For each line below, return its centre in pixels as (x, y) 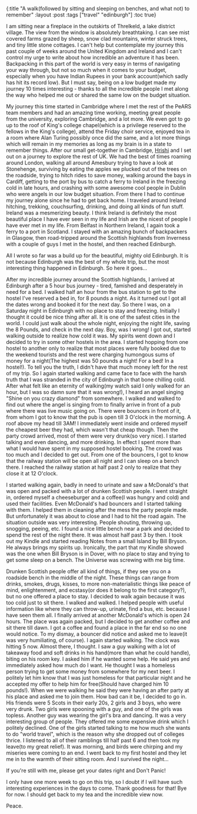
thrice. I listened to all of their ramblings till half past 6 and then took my (93, 740)
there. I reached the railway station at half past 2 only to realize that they (94, 467)
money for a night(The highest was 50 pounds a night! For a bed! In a (90, 361)
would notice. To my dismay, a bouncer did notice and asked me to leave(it (97, 634)
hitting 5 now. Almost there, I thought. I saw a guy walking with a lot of (91, 646)
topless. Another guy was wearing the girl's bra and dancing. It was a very (96, 715)
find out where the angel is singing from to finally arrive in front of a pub (93, 405)
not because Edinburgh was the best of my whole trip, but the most (88, 262)
